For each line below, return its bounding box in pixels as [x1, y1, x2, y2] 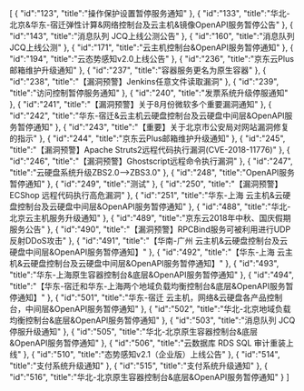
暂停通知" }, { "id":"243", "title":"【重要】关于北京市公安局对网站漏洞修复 [16, 122, 289, 132]
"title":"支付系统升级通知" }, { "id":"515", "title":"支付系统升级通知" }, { [9, 360, 268, 371]
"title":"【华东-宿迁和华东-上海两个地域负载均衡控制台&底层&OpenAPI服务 [9, 281, 286, 291]
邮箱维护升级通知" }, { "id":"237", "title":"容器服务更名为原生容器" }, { [9, 65, 267, 75]
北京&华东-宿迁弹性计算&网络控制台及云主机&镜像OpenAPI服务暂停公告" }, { [9, 19, 293, 30]
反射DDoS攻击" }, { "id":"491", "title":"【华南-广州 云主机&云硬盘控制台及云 [9, 236, 289, 246]
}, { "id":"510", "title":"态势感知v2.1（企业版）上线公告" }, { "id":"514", [23, 349, 280, 359]
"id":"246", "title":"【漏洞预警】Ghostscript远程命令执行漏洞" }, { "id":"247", [9, 155, 293, 166]
